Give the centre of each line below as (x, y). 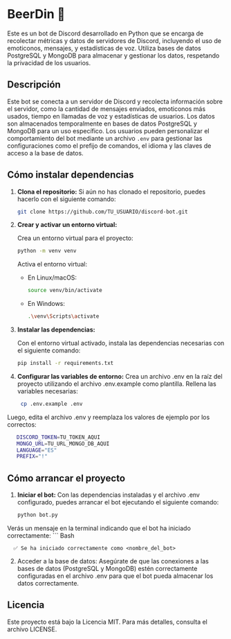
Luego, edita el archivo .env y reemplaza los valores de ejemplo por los (109, 417)
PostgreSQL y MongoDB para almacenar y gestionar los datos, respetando (113, 56)
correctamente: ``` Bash (41, 536)
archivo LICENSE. (32, 629)
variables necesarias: (47, 391)
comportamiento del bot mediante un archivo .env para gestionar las (105, 138)
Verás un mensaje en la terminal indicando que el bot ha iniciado (99, 528)
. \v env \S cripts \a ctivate (63, 316)
